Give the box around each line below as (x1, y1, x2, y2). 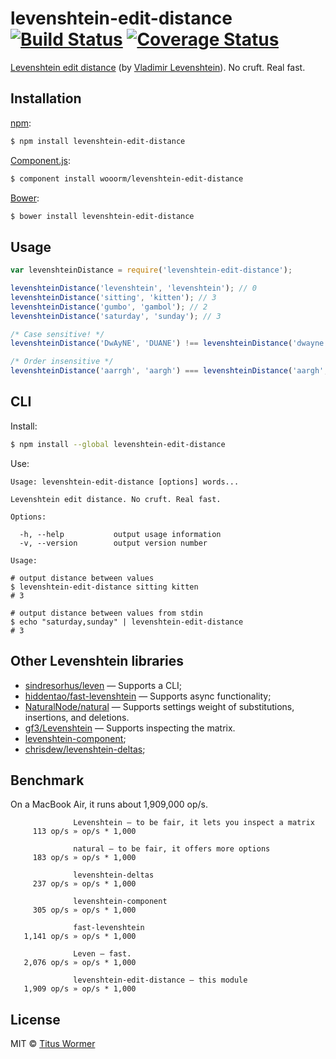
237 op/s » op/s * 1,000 (32, 879, 137, 889)
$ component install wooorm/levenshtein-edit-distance (10, 173, 244, 184)
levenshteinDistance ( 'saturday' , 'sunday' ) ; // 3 (10, 311, 222, 321)
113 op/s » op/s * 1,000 (32, 827, 137, 837)
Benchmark (10, 772, 85, 789)
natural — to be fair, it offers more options (73, 844, 271, 854)
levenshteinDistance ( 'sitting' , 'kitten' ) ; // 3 (10, 292, 217, 302)
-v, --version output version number (19, 538, 208, 548)
